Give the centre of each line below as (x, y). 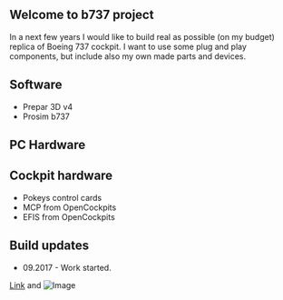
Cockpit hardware (61, 176)
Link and (25, 285)
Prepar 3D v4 (48, 106)
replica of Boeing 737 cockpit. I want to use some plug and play (128, 46)
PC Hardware (48, 145)
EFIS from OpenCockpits (68, 216)
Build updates (49, 246)
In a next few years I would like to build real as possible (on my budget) (142, 36)
